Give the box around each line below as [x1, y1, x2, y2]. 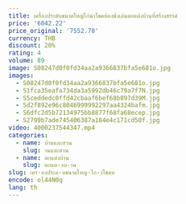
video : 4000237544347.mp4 [8, 124, 95, 132]
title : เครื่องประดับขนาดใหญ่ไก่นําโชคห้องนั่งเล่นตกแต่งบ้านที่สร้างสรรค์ [8, 11, 178, 20]
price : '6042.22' [8, 19, 67, 27]
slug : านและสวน [23, 146, 69, 154]
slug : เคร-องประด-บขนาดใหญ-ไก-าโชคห [8, 169, 115, 177]
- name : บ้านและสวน [15, 138, 72, 147]
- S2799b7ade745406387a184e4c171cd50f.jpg [15, 116, 160, 124]
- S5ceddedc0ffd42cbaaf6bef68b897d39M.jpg [15, 94, 160, 102]
